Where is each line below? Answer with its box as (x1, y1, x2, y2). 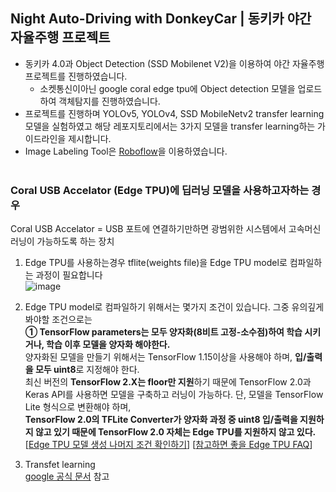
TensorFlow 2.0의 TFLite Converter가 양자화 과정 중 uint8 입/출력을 (24, 414, 298, 426)
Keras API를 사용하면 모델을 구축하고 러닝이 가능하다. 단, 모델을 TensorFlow (24, 389, 324, 401)
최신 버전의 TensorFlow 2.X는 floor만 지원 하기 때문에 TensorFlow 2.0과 (24, 376, 312, 388)
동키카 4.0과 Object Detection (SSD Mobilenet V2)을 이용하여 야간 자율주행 (24, 57, 325, 69)
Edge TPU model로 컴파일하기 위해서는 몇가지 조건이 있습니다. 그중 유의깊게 (24, 301, 325, 313)
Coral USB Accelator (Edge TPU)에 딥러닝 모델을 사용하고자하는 (10, 183, 310, 197)
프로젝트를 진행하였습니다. (24, 70, 128, 82)
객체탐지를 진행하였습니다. (58, 95, 161, 107)
